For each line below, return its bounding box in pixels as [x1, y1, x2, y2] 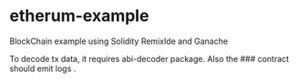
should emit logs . [9, 63, 77, 74]
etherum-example [9, 5, 149, 26]
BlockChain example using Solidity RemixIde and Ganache [9, 36, 229, 47]
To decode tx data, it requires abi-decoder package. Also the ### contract [9, 53, 290, 64]
